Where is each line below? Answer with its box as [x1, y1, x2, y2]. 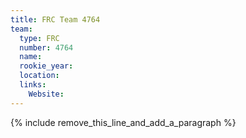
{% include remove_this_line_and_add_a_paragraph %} [10, 116, 237, 128]
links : [19, 80, 47, 90]
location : [19, 71, 60, 81]
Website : [28, 89, 65, 99]
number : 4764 [19, 42, 74, 53]
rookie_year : [19, 61, 74, 71]
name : [19, 52, 43, 62]
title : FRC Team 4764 [10, 14, 101, 25]
